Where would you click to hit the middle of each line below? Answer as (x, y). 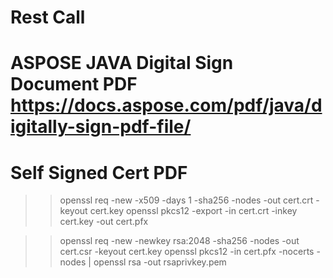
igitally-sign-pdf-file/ (101, 127)
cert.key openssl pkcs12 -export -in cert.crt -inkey (193, 211)
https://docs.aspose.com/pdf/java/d (166, 105)
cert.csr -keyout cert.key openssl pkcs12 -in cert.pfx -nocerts (187, 252)
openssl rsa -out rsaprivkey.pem (160, 262)
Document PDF (74, 84)
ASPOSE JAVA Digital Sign (122, 63)
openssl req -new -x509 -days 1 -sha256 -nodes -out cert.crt (186, 200)
